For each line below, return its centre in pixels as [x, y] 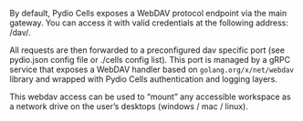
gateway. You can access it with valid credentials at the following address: [149, 23]
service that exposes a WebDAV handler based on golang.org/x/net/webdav [152, 69]
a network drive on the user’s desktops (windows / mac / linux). [129, 106]
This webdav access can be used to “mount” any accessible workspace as [150, 96]
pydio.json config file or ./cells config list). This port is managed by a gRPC [150, 60]
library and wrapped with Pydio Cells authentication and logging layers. [144, 79]
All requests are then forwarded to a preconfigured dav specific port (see [147, 50]
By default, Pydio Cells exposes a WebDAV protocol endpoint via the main [148, 13]
